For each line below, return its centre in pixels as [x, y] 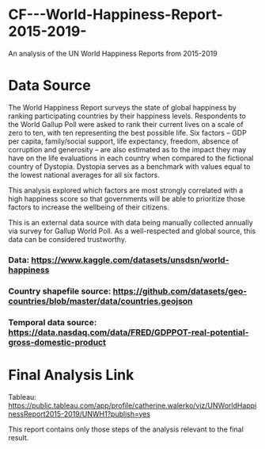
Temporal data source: [53, 322]
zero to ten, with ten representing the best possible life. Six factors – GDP [127, 132]
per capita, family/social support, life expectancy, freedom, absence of [123, 141]
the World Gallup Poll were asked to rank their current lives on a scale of [126, 124]
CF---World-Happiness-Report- [115, 15]
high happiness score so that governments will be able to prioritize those [127, 198]
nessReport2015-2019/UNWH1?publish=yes [79, 413]
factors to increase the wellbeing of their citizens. [89, 207]
